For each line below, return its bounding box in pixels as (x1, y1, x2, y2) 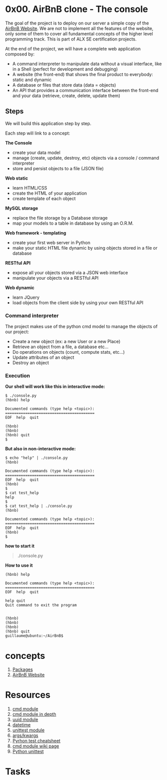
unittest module (12, 727, 45, 733)
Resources (5, 689, 51, 701)
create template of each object (12, 195, 76, 201)
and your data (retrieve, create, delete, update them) (12, 93, 121, 99)
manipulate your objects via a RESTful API (12, 275, 99, 281)
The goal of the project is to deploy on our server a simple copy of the (5, 20, 149, 26)
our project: (5, 329, 29, 335)
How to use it (5, 562, 33, 568)
